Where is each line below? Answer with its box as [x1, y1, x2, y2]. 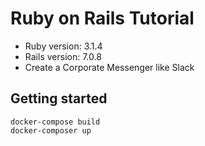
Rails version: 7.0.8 [24, 50, 102, 62]
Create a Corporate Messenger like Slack [24, 61, 195, 73]
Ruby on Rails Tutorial [10, 7, 195, 30]
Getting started [10, 90, 108, 107]
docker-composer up [10, 125, 92, 136]
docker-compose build [10, 117, 101, 127]
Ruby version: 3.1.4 [24, 40, 103, 52]
